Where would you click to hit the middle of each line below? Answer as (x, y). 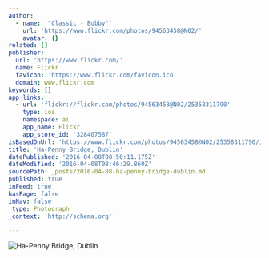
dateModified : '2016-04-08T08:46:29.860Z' (80, 165)
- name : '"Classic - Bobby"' (64, 23)
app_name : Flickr (52, 127)
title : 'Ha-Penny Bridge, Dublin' (66, 149)
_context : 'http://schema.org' (60, 216)
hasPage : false (34, 194)
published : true (35, 179)
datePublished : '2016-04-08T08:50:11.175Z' (82, 157)
